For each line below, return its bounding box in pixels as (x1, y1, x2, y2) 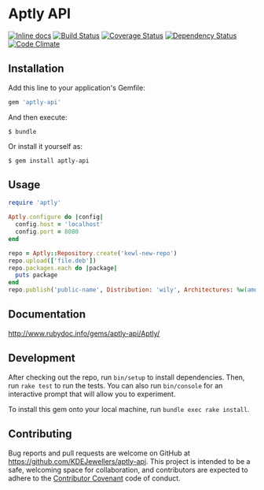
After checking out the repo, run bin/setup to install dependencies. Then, (8, 372, 245, 382)
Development (8, 351, 76, 365)
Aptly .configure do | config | (8, 213, 104, 221)
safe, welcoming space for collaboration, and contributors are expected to (8, 465, 249, 474)
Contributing (8, 427, 72, 441)
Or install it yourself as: (8, 141, 82, 150)
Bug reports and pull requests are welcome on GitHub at (8, 448, 191, 458)
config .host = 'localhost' (15, 221, 104, 228)
